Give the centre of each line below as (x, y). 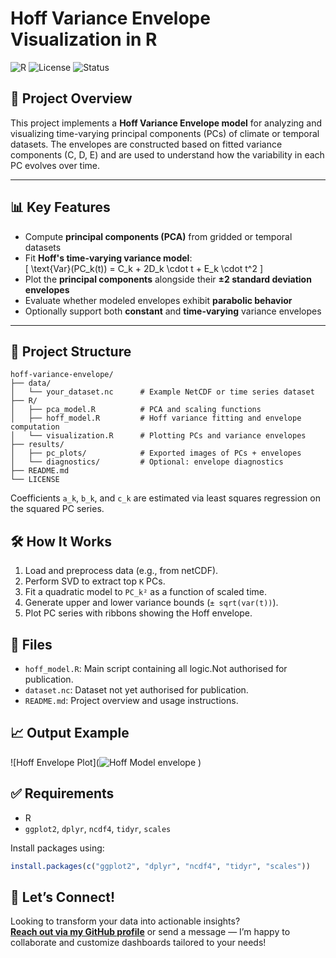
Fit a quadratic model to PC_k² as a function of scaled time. (146, 592)
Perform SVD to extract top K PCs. (95, 581)
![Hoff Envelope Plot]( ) (106, 762)
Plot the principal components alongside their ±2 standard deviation (168, 279)
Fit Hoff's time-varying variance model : (108, 258)
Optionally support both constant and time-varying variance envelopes (173, 311)
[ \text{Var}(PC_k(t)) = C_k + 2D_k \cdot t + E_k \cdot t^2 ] (144, 268)
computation (35, 427)
